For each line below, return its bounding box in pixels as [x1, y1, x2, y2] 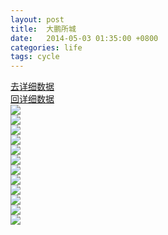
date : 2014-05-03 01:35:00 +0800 [10, 33, 159, 43]
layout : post [10, 14, 65, 25]
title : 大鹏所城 [10, 24, 77, 34]
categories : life [10, 42, 83, 53]
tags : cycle [10, 52, 60, 62]
